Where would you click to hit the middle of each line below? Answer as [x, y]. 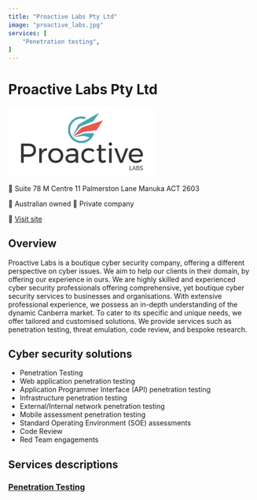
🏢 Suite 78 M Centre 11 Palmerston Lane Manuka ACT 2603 [104, 188]
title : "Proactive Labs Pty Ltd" [63, 17]
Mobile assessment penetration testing [83, 415]
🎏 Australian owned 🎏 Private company [71, 204]
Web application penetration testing [77, 381]
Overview [33, 244]
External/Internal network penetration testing [92, 406]
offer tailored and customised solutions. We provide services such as [120, 321]
